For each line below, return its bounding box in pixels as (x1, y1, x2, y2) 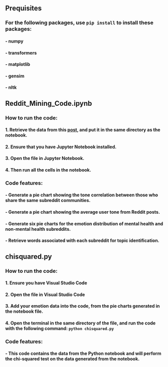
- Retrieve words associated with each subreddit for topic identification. (5, 237, 160, 243)
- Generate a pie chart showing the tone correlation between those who (5, 192, 158, 198)
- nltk (5, 85, 17, 91)
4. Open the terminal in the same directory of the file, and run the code (5, 320, 156, 326)
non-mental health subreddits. (5, 226, 71, 232)
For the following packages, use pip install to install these (5, 19, 154, 26)
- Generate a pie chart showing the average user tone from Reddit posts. (5, 209, 160, 215)
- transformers (5, 50, 37, 56)
